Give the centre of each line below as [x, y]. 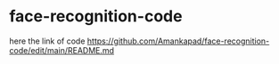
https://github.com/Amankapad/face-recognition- [178, 41]
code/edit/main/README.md [62, 50]
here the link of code [47, 41]
